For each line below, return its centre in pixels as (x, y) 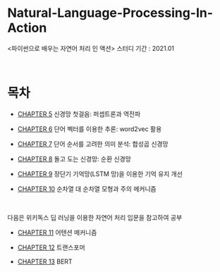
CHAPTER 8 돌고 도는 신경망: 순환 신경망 (74, 159)
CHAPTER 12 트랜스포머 (51, 247)
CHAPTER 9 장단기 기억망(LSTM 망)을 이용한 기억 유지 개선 (100, 173)
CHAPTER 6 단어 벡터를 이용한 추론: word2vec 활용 (90, 129)
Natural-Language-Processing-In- (110, 13)
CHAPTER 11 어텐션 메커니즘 (57, 232)
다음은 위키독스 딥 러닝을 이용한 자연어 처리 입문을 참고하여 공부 (95, 217)
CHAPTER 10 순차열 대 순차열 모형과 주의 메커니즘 (87, 189)
